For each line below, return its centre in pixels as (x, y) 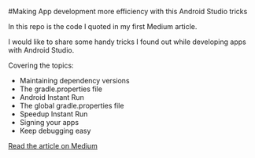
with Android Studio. (41, 50)
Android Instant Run (52, 97)
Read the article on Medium (53, 146)
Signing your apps (49, 122)
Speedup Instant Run (54, 114)
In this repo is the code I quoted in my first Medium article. (103, 26)
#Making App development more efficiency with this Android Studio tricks (128, 11)
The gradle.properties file (61, 89)
